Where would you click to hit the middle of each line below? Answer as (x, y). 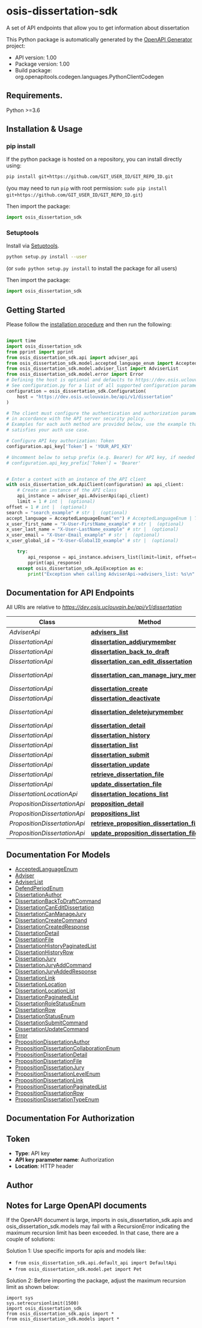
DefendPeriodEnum (39, 888)
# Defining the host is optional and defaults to (70, 380)
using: (14, 166)
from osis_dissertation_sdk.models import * (63, 1319)
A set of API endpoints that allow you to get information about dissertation (98, 28)
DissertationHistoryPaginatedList (56, 946)
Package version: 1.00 (42, 64)
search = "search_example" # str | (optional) (67, 513)
